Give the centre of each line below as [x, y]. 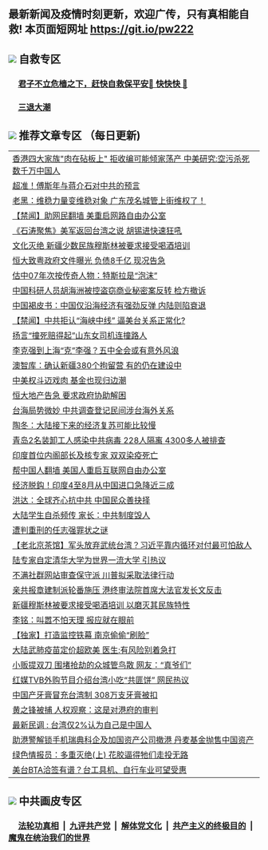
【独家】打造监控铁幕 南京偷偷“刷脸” [81, 635]
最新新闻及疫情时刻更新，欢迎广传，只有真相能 [124, 14]
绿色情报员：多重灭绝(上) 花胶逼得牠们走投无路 [100, 755]
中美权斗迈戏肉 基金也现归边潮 [69, 380]
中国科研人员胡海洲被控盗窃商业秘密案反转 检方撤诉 [109, 291]
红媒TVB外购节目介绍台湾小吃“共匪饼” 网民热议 [101, 680]
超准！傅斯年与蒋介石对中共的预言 [77, 186]
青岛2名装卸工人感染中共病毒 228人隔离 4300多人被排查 [119, 440]
